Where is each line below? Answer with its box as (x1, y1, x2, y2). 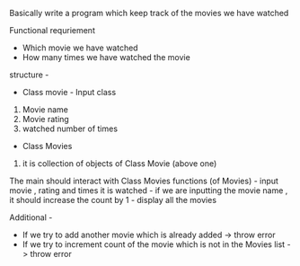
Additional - (9, 212, 53, 223)
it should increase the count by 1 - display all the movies (9, 195, 217, 205)
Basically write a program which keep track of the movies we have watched (9, 8, 289, 18)
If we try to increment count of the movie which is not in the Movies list (22, 239, 286, 250)
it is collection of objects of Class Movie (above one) (22, 158, 217, 169)
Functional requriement (9, 25, 96, 35)
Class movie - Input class (22, 87, 117, 97)
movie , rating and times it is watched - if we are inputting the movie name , (9, 185, 288, 196)
